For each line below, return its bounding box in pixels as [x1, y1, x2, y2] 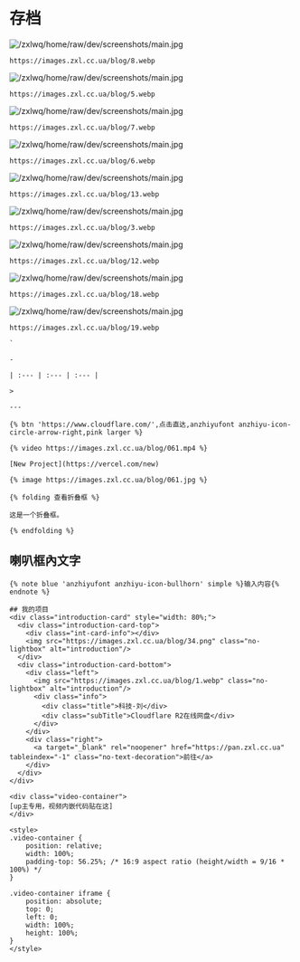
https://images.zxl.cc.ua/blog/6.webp [9, 156, 155, 166]
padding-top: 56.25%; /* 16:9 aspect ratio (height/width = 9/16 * [25, 857, 285, 866]
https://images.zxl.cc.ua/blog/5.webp [9, 90, 155, 99]
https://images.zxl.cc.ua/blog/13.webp [9, 189, 160, 199]
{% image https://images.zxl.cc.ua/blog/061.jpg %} [9, 475, 208, 484]
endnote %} [9, 587, 51, 596]
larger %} [106, 427, 144, 437]
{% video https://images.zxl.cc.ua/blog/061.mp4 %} [9, 443, 208, 452]
